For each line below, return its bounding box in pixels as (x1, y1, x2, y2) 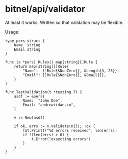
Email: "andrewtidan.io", (23, 102, 76, 107)
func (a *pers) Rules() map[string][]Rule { (5, 60, 98, 64)
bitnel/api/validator (5, 3, 85, 15)
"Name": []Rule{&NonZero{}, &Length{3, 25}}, (23, 68, 120, 73)
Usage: (5, 29, 20, 35)
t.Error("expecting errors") (31, 137, 91, 141)
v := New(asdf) (14, 115, 45, 120)
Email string (14, 47, 41, 52)
